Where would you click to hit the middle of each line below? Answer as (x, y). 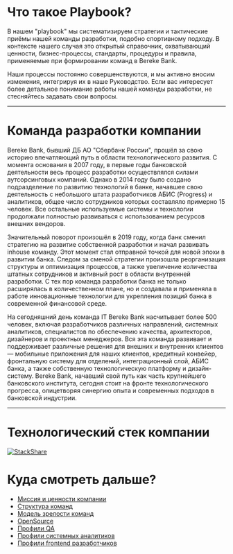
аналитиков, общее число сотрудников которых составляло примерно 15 (116, 201)
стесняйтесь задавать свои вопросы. (62, 96)
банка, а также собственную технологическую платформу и (97, 368)
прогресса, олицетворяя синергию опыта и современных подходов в (111, 390)
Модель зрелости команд (55, 513)
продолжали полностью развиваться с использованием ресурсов (106, 216)
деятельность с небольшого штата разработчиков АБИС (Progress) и (110, 194)
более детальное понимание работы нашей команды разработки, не (110, 89)
